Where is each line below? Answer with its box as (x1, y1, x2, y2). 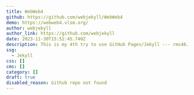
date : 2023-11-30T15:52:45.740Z (6, 36, 86, 42)
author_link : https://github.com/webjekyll (6, 31, 115, 37)
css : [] (6, 58, 25, 64)
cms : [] (6, 63, 25, 70)
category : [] (6, 69, 38, 75)
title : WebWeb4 (6, 8, 44, 15)
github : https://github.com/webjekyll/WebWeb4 (6, 14, 123, 20)
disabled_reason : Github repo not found (6, 80, 108, 86)
